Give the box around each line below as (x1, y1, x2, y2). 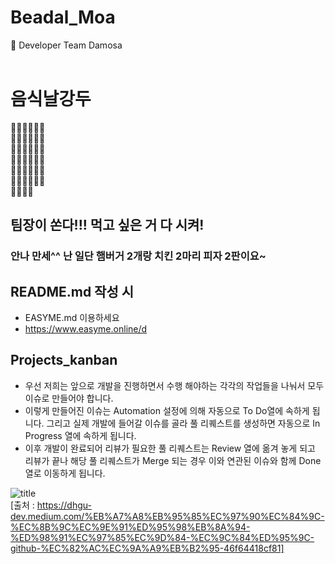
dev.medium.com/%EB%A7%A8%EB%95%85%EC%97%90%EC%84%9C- (10, 510, 325, 522)
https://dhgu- (36, 499, 92, 511)
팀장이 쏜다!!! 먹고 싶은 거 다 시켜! (10, 217, 205, 234)
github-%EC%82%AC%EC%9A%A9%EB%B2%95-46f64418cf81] (10, 542, 285, 554)
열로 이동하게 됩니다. (24, 467, 106, 479)
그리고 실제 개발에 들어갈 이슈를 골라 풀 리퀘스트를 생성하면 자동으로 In (46, 417, 321, 429)
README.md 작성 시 (10, 283, 135, 300)
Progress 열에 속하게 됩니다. (24, 429, 137, 441)
